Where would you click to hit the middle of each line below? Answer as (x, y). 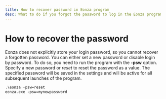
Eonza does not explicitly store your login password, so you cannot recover (82, 52)
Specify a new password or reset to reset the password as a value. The (78, 68)
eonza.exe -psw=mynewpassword (36, 92)
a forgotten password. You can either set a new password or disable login (80, 58)
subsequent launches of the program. (43, 78)
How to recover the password (67, 39)
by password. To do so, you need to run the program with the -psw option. (81, 63)
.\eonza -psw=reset (25, 87)
